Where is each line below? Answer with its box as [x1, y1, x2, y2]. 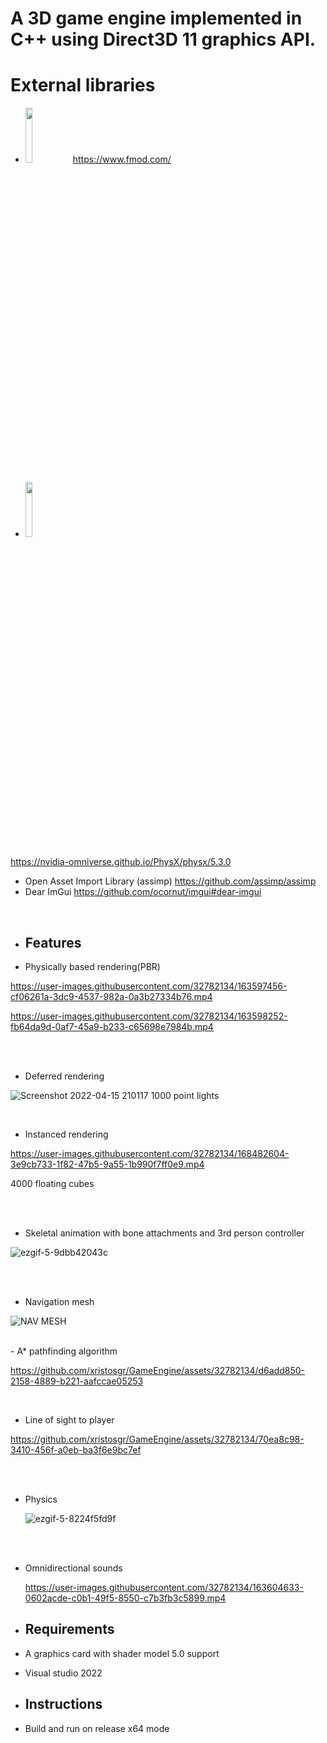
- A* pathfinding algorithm [10, 1345, 118, 1357]
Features [24, 934, 82, 951]
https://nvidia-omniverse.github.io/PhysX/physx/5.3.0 [10, 856, 232, 868]
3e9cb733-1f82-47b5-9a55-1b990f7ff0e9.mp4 [10, 1158, 205, 1170]
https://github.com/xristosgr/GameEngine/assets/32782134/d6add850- [10, 1364, 306, 1376]
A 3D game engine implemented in [10, 7, 303, 30]
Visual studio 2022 [24, 1667, 103, 1679]
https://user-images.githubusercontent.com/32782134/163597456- [10, 980, 288, 992]
